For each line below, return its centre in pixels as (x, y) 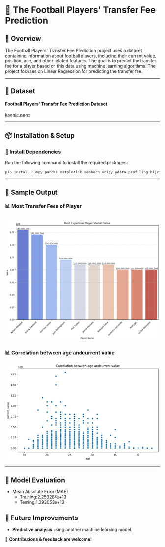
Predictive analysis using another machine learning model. (72, 529)
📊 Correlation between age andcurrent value (60, 352)
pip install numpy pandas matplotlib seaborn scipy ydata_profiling (77, 172)
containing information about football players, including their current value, (81, 56)
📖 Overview (23, 39)
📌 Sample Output (31, 192)
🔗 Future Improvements (42, 518)
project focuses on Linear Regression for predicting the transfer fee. (74, 71)
